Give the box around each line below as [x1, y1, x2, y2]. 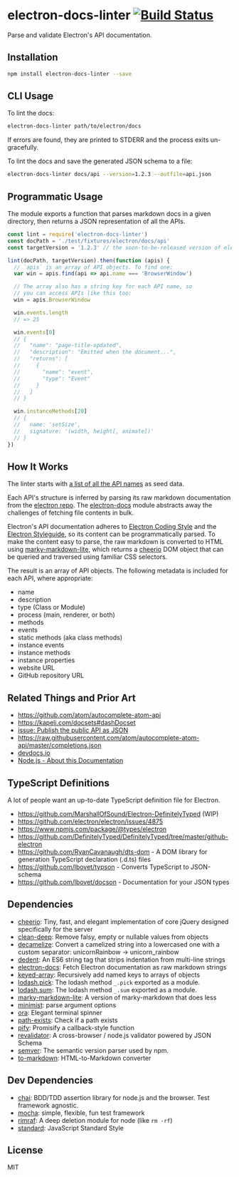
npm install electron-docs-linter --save [7, 70, 132, 78]
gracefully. [7, 143, 39, 152]
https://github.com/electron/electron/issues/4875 [17, 817, 164, 826]
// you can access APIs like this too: [14, 289, 132, 297]
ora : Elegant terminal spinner [17, 1008, 103, 1017]
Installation [7, 51, 58, 63]
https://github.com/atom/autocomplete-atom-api [17, 711, 161, 719]
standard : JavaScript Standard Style [17, 1124, 124, 1132]
